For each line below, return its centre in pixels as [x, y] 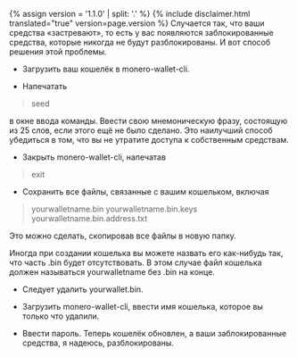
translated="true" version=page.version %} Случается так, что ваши [137, 23]
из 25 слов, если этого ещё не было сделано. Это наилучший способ [141, 130]
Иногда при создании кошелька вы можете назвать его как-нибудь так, [146, 253]
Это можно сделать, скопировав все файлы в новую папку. [123, 236]
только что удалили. [61, 316]
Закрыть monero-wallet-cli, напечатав [94, 157]
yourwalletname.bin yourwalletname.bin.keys [114, 209]
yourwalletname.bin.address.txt [89, 218]
